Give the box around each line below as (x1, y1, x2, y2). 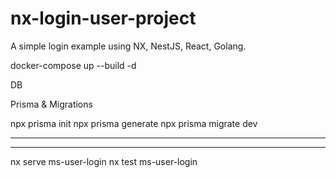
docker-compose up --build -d (10, 59, 137, 71)
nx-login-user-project (10, 7, 197, 30)
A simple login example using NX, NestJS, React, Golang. (10, 40, 247, 52)
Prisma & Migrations (10, 98, 93, 110)
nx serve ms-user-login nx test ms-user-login (10, 155, 198, 167)
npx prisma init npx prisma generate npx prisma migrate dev (10, 117, 258, 129)
